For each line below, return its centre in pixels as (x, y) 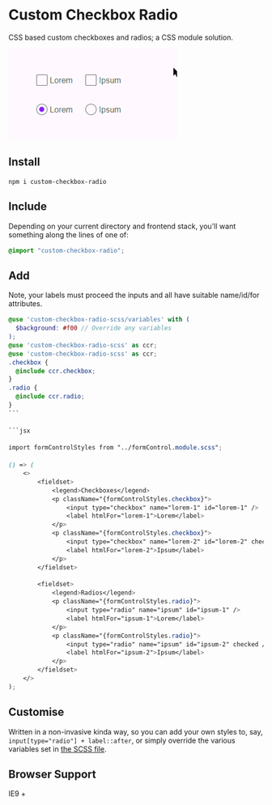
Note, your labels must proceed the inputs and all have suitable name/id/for (134, 295)
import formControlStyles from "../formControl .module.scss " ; (115, 448)
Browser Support (53, 774)
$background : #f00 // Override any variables (94, 328)
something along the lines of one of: (69, 234)
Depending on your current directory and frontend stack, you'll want (122, 226)
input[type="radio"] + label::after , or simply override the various (122, 740)
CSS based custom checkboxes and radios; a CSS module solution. (121, 37)
